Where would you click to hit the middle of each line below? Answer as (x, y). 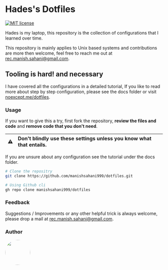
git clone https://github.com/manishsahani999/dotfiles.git (69, 176)
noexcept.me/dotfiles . (28, 97)
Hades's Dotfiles (40, 9)
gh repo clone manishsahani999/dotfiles (48, 190)
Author (14, 231)
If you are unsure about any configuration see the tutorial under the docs (80, 157)
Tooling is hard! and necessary (54, 74)
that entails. (32, 145)
